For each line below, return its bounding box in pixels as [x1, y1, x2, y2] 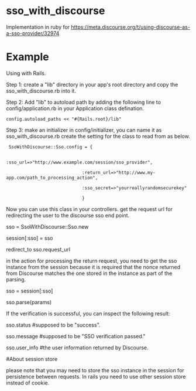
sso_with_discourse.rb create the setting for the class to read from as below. [6, 132, 190, 140]
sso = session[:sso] [6, 287, 53, 294]
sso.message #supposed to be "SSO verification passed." [6, 332, 146, 339]
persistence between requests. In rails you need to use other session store [6, 373, 186, 380]
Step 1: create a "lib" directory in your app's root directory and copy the [6, 81, 178, 88]
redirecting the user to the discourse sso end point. [6, 212, 130, 219]
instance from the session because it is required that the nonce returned [6, 263, 181, 270]
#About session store [6, 355, 58, 362]
